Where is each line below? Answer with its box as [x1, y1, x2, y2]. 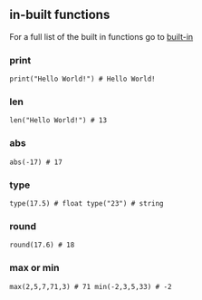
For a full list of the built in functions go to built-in [9, 31, 194, 42]
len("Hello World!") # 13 [9, 116, 107, 125]
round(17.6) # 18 [9, 240, 75, 250]
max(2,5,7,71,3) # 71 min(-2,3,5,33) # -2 [9, 282, 172, 291]
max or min [9, 262, 60, 275]
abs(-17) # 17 [9, 158, 63, 167]
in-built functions [9, 7, 111, 23]
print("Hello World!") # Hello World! [9, 74, 156, 84]
